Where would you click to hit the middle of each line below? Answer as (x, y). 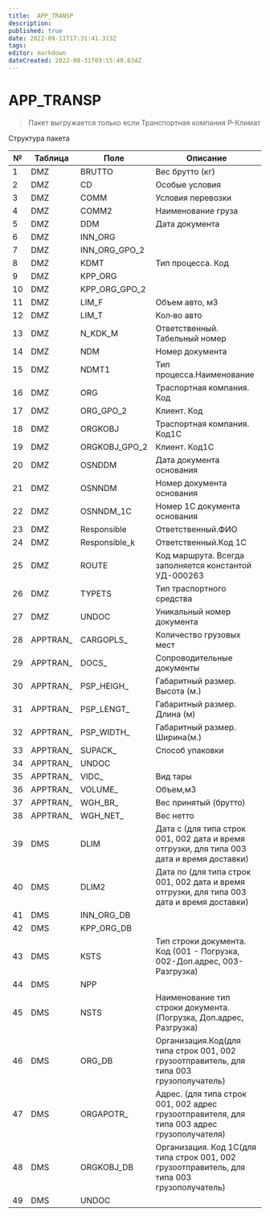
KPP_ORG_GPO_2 (113, 289)
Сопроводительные (194, 657)
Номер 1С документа (198, 506)
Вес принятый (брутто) (200, 802)
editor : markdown (37, 53)
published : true (35, 31)
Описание (207, 158)
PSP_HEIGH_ (104, 686)
